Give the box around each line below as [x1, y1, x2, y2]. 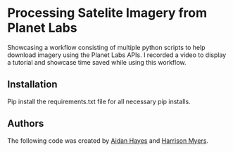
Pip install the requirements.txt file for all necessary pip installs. [7, 97, 191, 106]
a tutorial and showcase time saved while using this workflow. [7, 58, 187, 66]
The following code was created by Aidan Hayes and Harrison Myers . [7, 136, 209, 145]
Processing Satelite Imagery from [7, 5, 208, 21]
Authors [7, 118, 44, 129]
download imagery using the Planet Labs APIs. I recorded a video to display [7, 51, 227, 59]
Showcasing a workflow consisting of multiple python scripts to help [7, 43, 206, 51]
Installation [7, 79, 58, 91]
